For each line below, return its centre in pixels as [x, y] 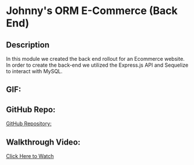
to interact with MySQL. [34, 71]
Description [28, 45]
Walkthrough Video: [43, 142]
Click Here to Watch [30, 156]
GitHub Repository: [29, 123]
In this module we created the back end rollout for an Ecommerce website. [96, 59]
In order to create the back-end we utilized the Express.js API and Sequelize [97, 65]
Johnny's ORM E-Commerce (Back [92, 11]
